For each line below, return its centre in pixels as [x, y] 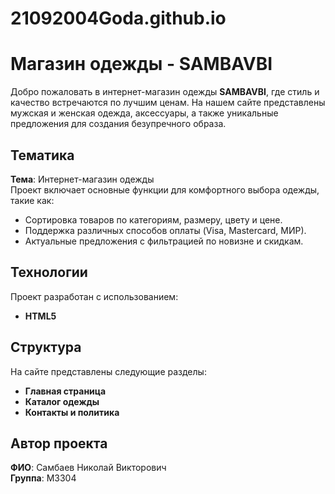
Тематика [42, 155]
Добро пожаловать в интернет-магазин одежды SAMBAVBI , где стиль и [165, 92]
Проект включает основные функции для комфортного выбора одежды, [165, 189]
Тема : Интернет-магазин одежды [82, 179]
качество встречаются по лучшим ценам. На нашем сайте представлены [168, 103]
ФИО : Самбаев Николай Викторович [88, 468]
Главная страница [65, 391]
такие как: [32, 200]
